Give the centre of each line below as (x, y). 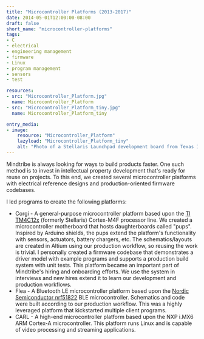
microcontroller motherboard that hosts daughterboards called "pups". (104, 226)
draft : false (23, 23)
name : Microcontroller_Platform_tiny (59, 113)
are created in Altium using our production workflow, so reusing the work (106, 245)
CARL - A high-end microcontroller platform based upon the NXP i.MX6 (104, 317)
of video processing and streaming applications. (75, 329)
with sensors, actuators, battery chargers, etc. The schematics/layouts (104, 239)
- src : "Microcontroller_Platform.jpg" (57, 97)
